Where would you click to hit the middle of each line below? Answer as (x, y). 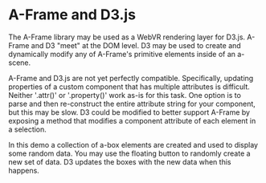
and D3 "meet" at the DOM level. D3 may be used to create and (136, 45)
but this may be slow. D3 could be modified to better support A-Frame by (129, 112)
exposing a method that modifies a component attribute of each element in (132, 120)
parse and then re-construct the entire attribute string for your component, (132, 104)
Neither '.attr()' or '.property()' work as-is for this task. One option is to (125, 95)
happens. (24, 170)
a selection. (27, 129)
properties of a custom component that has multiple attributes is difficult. (129, 87)
